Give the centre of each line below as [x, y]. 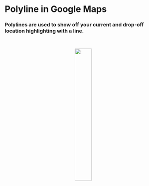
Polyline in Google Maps [56, 9]
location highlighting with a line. [44, 31]
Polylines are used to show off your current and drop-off [74, 25]
